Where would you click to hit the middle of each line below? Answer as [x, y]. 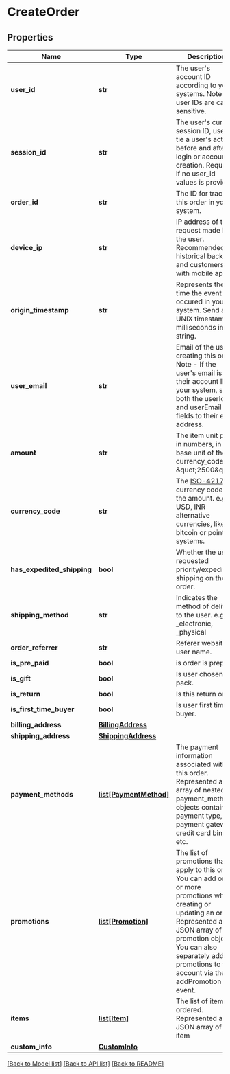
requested [192, 561]
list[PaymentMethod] [134, 794]
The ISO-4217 [200, 481]
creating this [196, 356]
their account [197, 381]
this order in [195, 202]
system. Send [198, 310]
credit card [193, 833]
